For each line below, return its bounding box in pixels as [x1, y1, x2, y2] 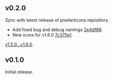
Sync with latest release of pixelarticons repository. [5, 17, 110, 23]
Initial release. [5, 69, 34, 75]
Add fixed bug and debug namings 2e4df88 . [12, 27, 103, 33]
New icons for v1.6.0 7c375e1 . [12, 32, 73, 38]
